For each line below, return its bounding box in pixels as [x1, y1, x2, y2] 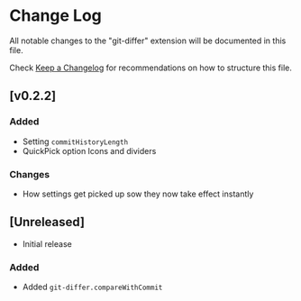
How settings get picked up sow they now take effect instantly [22, 188, 254, 199]
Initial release [22, 238, 72, 249]
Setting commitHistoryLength [22, 136, 129, 147]
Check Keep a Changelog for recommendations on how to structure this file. [9, 62, 293, 73]
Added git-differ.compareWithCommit [22, 281, 163, 293]
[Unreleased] [9, 214, 86, 230]
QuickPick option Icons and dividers [22, 145, 157, 156]
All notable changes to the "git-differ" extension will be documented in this [9, 35, 287, 46]
